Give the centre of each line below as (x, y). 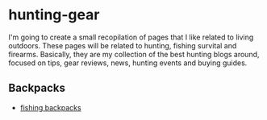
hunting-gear (54, 15)
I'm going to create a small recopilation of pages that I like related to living (131, 37)
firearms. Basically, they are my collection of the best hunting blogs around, (134, 54)
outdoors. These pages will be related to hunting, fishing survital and (123, 45)
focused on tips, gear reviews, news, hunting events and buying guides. (128, 63)
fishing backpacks (51, 107)
